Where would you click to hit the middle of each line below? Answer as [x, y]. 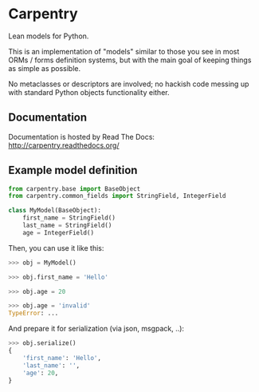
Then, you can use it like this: [56, 247]
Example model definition [73, 170]
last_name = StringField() [67, 226]
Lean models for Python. [49, 36]
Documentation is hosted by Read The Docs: [82, 137]
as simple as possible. [45, 68]
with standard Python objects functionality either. [89, 92]
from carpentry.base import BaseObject [75, 188]
